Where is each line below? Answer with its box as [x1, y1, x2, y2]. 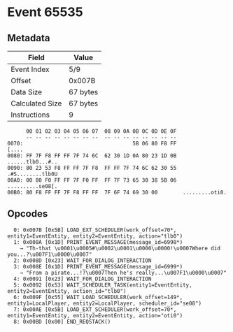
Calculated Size [10, 99, 62, 108]
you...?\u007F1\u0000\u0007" [7, 251, 92, 258]
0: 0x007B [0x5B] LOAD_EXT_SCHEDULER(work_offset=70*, [13, 226, 177, 233]
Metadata [7, 32, 50, 44]
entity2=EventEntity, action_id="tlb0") [7, 287, 127, 294]
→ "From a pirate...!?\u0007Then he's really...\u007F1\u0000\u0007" [20, 269, 227, 276]
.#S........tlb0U [7, 171, 58, 178]
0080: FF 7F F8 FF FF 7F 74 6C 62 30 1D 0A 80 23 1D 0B [7, 152, 177, 159]
